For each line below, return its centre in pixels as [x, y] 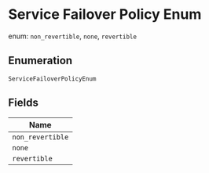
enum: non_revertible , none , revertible [73, 36]
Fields [24, 103]
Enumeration [40, 61]
